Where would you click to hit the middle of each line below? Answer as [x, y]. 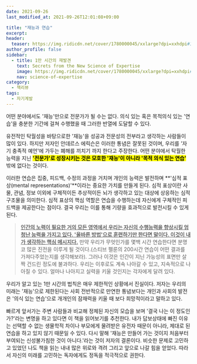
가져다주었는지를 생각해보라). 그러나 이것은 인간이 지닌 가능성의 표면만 [100, 256]
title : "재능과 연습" [29, 28]
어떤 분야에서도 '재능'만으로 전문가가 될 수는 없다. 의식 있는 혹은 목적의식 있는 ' [96, 116]
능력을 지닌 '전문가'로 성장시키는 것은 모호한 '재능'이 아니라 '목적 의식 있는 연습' [96, 158]
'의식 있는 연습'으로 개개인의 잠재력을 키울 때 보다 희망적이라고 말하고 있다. [97, 298]
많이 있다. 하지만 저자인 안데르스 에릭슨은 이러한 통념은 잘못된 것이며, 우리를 [93, 143]
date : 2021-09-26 [27, 11]
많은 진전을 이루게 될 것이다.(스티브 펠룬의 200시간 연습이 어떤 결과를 [106, 249]
